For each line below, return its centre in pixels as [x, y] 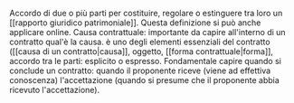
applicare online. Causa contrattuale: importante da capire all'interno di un [148, 32]
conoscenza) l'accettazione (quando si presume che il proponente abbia [145, 80]
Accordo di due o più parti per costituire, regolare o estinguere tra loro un [146, 13]
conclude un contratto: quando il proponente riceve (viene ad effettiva [140, 70]
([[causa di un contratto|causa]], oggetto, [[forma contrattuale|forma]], [142, 51]
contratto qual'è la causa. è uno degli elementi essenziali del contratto [140, 42]
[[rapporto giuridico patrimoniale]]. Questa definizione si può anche [135, 23]
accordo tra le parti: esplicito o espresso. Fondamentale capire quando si [146, 61]
